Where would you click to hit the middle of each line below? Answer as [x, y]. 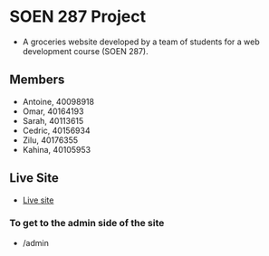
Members [37, 80]
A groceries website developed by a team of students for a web [141, 42]
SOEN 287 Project [78, 17]
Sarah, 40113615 [53, 120]
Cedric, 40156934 [56, 130]
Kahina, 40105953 [57, 149]
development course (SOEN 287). [85, 51]
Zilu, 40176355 [50, 140]
